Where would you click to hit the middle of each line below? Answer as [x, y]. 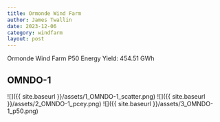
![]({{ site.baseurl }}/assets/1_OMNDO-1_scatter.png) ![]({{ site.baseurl [106, 96]
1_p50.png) [23, 111]
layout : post [26, 39]
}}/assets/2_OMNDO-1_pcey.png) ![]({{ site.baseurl [79, 103]
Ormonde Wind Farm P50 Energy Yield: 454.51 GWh [81, 58]
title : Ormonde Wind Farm [44, 13]
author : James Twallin [40, 20]
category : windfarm [35, 33]
